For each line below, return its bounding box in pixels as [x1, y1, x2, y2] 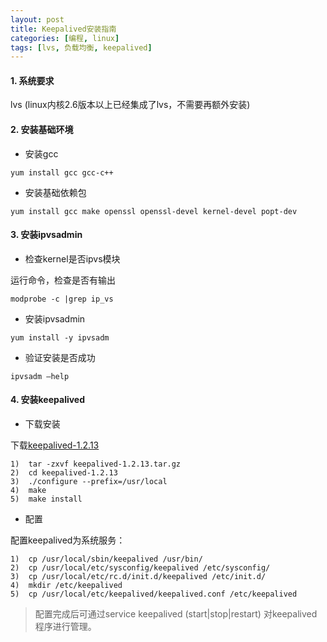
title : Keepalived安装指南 [10, 24, 117, 34]
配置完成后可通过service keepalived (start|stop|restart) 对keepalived [34, 608, 318, 620]
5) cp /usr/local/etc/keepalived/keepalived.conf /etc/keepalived [10, 589, 298, 600]
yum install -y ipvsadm [10, 332, 110, 343]
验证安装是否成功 [24, 351, 96, 363]
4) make [10, 486, 47, 496]
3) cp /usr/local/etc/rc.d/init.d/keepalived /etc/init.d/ [10, 572, 267, 582]
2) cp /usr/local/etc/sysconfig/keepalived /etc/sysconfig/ [10, 563, 271, 573]
